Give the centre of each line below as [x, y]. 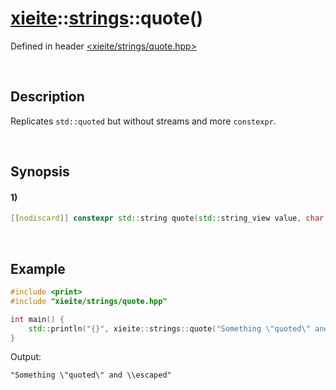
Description [47, 97]
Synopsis [40, 172]
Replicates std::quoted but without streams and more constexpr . [143, 121]
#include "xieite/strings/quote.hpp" [89, 301]
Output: [26, 357]
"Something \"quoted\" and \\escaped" [91, 375]
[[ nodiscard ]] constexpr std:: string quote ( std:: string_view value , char [167, 218]
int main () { [37, 319]
